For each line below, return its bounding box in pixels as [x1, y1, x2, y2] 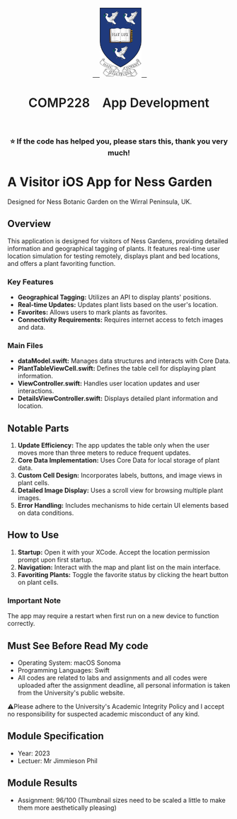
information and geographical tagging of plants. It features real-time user [7, 244, 221, 252]
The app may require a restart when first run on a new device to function [7, 612, 219, 620]
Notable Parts [7, 422, 69, 434]
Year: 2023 [17, 749, 51, 757]
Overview [7, 218, 52, 230]
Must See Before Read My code [7, 639, 149, 651]
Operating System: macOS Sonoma [17, 658, 122, 667]
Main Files [7, 340, 44, 350]
